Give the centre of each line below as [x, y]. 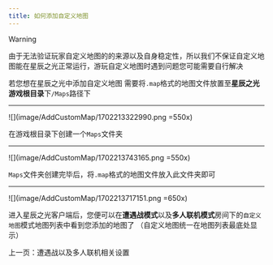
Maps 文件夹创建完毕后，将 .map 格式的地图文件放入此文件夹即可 [112, 174]
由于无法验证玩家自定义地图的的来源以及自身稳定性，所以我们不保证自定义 [133, 56]
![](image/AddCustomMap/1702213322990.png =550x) [101, 117]
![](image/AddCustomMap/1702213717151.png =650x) [98, 198]
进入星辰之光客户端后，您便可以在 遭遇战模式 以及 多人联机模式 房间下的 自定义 [135, 215]
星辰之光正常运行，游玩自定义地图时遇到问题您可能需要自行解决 [136, 66]
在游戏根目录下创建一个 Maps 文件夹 [66, 134]
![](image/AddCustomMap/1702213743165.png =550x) [100, 157]
